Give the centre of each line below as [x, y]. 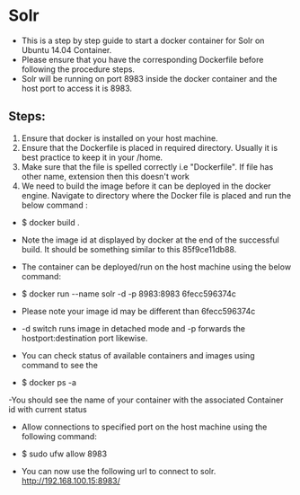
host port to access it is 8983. [76, 88]
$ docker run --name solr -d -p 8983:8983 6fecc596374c [129, 294]
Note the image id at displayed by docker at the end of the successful [150, 240]
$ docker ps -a [49, 382]
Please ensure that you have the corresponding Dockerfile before [142, 59]
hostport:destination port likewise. [84, 338]
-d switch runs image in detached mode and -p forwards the [133, 328]
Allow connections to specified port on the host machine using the [144, 427]
